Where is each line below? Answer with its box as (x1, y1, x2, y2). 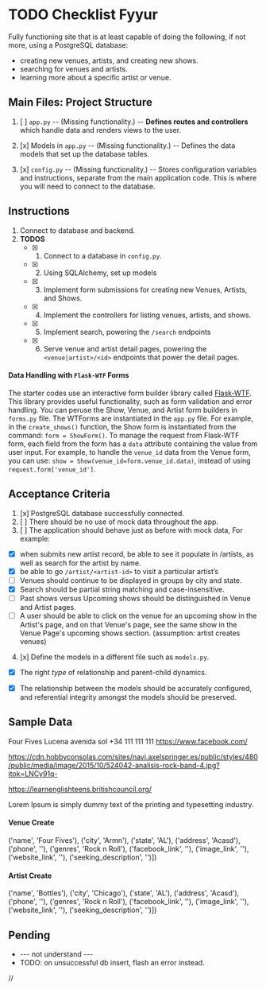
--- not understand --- (19, 949, 94, 959)
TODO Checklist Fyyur (8, 6, 159, 24)
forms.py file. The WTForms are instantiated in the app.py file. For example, (8, 413, 254, 423)
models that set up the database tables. (19, 149, 150, 158)
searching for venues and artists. (19, 64, 129, 73)
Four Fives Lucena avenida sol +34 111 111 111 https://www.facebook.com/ (8, 736, 248, 746)
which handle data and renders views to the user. (19, 125, 181, 134)
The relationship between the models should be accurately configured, (19, 684, 253, 693)
